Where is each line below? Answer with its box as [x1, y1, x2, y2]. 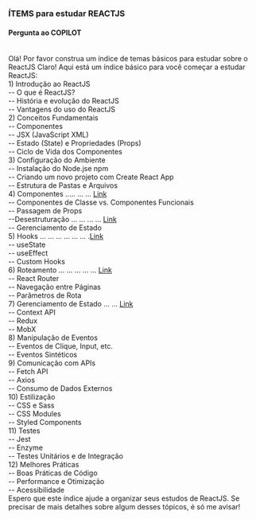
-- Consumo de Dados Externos [8, 384, 113, 393]
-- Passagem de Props [8, 206, 83, 216]
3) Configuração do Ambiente [8, 155, 106, 165]
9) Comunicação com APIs [8, 358, 96, 368]
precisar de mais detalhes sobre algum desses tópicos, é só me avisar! [8, 502, 241, 512]
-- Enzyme [8, 443, 44, 453]
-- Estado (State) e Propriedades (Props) [8, 139, 142, 148]
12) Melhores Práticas [8, 460, 80, 470]
